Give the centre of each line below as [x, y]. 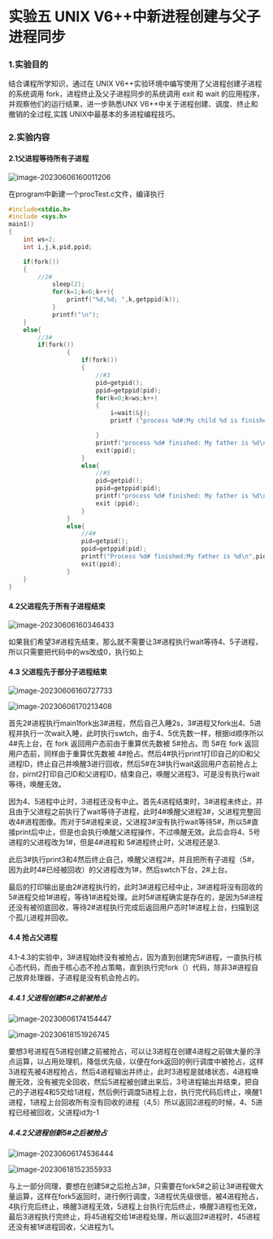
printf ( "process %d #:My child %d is [174, 421]
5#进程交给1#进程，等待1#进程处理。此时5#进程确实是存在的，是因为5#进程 [136, 897]
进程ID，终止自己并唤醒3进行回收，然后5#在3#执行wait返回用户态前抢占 [130, 764]
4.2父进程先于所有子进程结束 [57, 606]
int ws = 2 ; [40, 240]
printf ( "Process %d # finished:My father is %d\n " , [168, 557]
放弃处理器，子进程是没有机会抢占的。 [79, 978]
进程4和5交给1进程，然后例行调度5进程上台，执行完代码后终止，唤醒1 [146, 1092]
